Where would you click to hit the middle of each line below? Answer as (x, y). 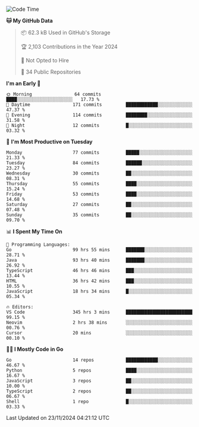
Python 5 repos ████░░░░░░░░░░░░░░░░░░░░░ (99, 371)
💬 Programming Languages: (38, 245)
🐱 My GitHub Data (30, 20)
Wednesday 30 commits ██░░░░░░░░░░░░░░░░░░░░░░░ (99, 173)
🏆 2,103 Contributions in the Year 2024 (69, 47)
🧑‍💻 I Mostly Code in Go (35, 349)
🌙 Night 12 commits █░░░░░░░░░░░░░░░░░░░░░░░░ (99, 125)
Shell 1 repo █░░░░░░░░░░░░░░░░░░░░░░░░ (99, 401)
